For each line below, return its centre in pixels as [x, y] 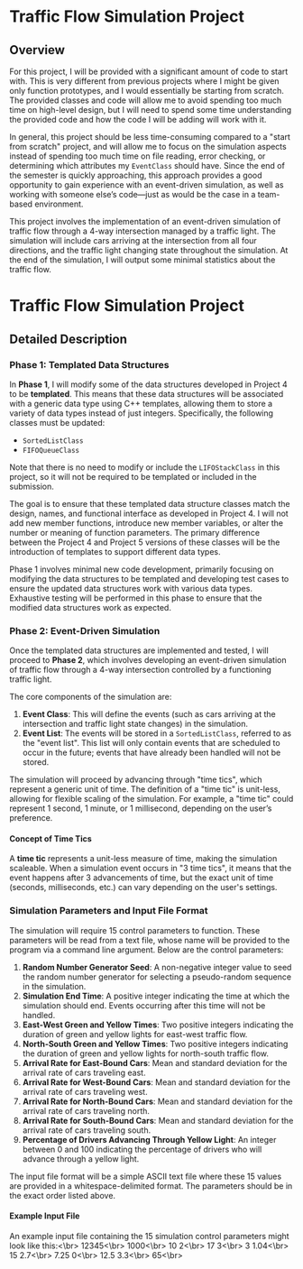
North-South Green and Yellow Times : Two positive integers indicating [155, 1044]
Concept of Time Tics [50, 838]
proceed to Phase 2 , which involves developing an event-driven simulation [148, 660]
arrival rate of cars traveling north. [86, 1110]
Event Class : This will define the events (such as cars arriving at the [149, 714]
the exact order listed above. [62, 1195]
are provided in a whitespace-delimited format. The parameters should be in [151, 1186]
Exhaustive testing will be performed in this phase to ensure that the [136, 598]
